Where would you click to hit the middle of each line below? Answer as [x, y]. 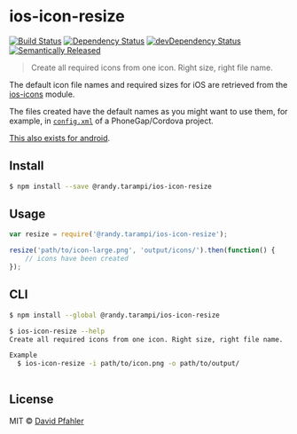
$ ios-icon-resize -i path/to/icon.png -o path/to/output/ [129, 364]
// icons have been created [77, 259]
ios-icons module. [42, 94]
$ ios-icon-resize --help [57, 331]
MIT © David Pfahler [47, 421]
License [31, 400]
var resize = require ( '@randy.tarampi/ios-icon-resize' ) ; [118, 234]
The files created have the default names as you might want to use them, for [148, 111]
